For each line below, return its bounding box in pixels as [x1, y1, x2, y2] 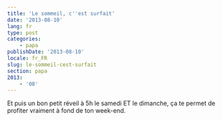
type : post [7, 29, 38, 36]
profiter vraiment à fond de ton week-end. [7, 107, 126, 115]
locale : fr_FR [7, 55, 48, 62]
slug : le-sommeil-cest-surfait [7, 61, 97, 68]
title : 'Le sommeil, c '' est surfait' [7, 10, 115, 17]
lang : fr [7, 23, 32, 30]
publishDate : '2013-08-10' [7, 49, 85, 56]
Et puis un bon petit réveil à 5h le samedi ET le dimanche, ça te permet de [7, 99, 216, 107]
